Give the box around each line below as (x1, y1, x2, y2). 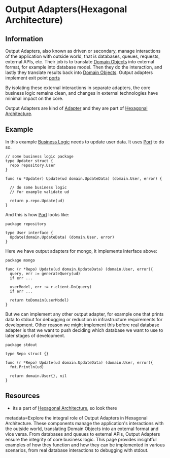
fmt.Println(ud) (10, 364, 44, 369)
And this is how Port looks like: (5, 211, 70, 217)
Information (5, 34, 44, 43)
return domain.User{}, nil (10, 373, 67, 378)
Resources (5, 392, 40, 400)
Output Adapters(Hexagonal (5, 4, 127, 15)
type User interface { (5, 230, 53, 235)
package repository (5, 221, 47, 226)
